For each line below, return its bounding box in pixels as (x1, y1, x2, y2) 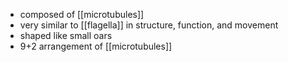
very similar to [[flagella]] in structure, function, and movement (19, 19, 279, 31)
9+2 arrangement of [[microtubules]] (19, 40, 173, 52)
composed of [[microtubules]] (19, 9, 145, 20)
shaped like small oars (19, 30, 113, 41)
